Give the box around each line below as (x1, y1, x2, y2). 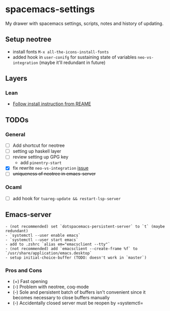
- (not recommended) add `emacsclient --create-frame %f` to (5, 246, 138, 251)
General (5, 131, 25, 138)
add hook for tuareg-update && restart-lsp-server (12, 195, 121, 201)
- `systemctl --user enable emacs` (5, 233, 81, 238)
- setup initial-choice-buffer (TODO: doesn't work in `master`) (5, 255, 147, 260)
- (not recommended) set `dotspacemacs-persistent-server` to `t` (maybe (5, 224, 165, 229)
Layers (5, 74, 27, 83)
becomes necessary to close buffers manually (12, 294, 110, 300)
